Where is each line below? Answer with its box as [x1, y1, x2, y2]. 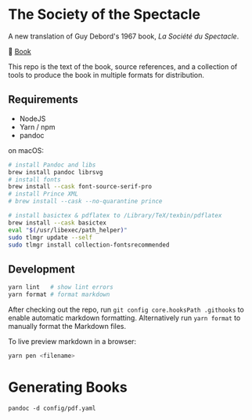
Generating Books [8, 378, 128, 396]
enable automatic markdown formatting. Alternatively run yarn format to [8, 312, 241, 323]
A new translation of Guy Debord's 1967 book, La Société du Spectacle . [8, 31, 239, 41]
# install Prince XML [8, 190, 79, 198]
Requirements [8, 93, 78, 107]
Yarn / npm [19, 122, 56, 131]
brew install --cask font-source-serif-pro [8, 183, 153, 191]
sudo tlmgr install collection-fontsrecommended [8, 241, 170, 249]
